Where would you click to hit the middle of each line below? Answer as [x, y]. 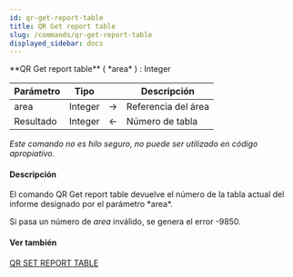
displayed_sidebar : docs [56, 43]
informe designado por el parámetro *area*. [91, 204]
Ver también [33, 242]
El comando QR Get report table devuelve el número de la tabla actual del [147, 194]
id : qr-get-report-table [56, 18]
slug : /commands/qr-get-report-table [81, 35]
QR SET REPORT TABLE [54, 262]
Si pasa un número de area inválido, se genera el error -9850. [125, 222]
